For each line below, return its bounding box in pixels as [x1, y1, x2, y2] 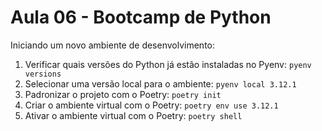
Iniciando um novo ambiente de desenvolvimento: [10, 39, 216, 51]
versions [24, 69, 62, 79]
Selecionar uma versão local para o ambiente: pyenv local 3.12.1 [24, 77, 297, 90]
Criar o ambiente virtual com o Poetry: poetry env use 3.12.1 [24, 99, 279, 111]
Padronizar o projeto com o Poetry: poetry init [24, 88, 222, 100]
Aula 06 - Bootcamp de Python [10, 6, 272, 29]
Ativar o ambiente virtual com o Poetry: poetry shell [24, 109, 243, 121]
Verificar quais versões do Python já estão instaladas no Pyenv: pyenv [24, 58, 312, 70]
